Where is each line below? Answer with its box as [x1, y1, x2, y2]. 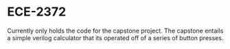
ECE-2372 [7, 4, 67, 20]
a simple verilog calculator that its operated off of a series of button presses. [7, 33, 224, 42]
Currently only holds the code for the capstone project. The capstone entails [7, 27, 224, 35]
